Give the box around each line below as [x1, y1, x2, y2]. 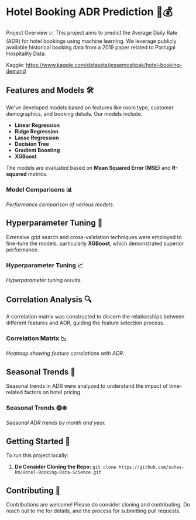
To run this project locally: [6, 452, 69, 459]
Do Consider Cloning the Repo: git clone [14, 463, 116, 471]
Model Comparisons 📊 [6, 185, 73, 193]
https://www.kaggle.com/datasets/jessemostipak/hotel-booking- [25, 61, 183, 68]
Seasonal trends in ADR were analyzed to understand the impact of [6, 383, 168, 390]
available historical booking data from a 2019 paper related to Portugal [6, 43, 176, 51]
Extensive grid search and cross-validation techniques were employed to [6, 233, 183, 240]
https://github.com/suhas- [118, 464, 184, 471]
